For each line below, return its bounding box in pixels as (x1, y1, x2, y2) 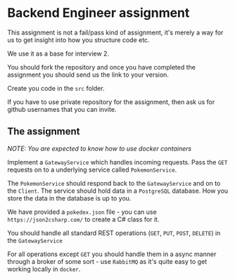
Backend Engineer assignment (7, 5, 190, 21)
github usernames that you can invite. (7, 105, 117, 113)
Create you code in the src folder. (7, 84, 105, 92)
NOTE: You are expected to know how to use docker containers (7, 144, 192, 153)
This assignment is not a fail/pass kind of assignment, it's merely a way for (7, 28, 224, 37)
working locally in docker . (7, 265, 81, 273)
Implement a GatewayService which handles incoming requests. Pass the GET (7, 158, 228, 166)
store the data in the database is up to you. (7, 193, 132, 202)
